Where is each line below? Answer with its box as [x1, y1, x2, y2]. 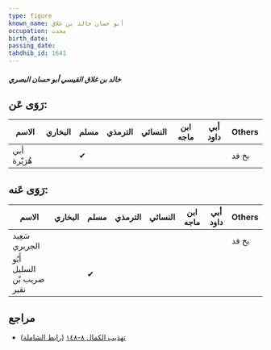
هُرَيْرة [12, 155, 32, 166]
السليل [12, 264, 36, 275]
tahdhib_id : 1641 [8, 49, 67, 57]
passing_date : [8, 42, 56, 50]
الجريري [12, 240, 40, 252]
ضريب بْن [12, 273, 45, 285]
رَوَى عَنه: [8, 182, 48, 196]
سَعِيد [12, 231, 31, 242]
